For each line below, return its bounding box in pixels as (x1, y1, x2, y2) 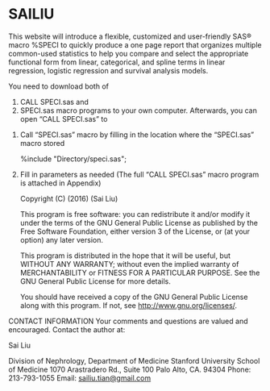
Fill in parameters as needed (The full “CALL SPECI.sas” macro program (19, 169, 260, 179)
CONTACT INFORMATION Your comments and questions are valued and (8, 316, 248, 326)
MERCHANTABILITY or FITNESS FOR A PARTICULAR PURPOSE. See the (19, 268, 260, 277)
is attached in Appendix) (19, 178, 102, 188)
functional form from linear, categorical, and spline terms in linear (8, 57, 226, 67)
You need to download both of (8, 81, 109, 91)
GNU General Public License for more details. (19, 276, 172, 286)
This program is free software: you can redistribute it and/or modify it (19, 209, 251, 218)
